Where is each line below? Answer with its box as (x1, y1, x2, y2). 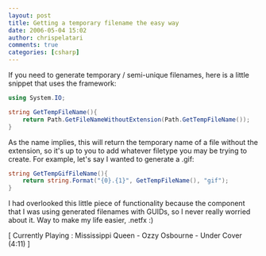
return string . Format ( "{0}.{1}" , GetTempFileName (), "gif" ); (22, 177, 229, 185)
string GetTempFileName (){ (8, 108, 98, 116)
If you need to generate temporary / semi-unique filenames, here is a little (8, 71, 250, 79)
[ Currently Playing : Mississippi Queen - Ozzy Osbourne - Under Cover (8, 231, 242, 240)
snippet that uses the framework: (8, 78, 117, 88)
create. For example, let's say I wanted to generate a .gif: (8, 154, 195, 163)
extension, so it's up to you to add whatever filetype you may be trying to (8, 146, 248, 155)
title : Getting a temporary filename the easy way (8, 19, 179, 27)
